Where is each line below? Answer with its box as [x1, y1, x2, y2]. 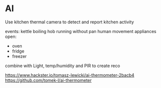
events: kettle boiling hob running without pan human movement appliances [5, 28, 157, 34]
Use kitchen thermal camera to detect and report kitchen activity [5, 19, 134, 25]
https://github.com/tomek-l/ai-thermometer [5, 77, 92, 83]
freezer [12, 53, 27, 59]
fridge [12, 48, 25, 54]
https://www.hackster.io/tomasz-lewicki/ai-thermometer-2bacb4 [5, 72, 135, 78]
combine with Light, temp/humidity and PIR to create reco [5, 63, 120, 69]
